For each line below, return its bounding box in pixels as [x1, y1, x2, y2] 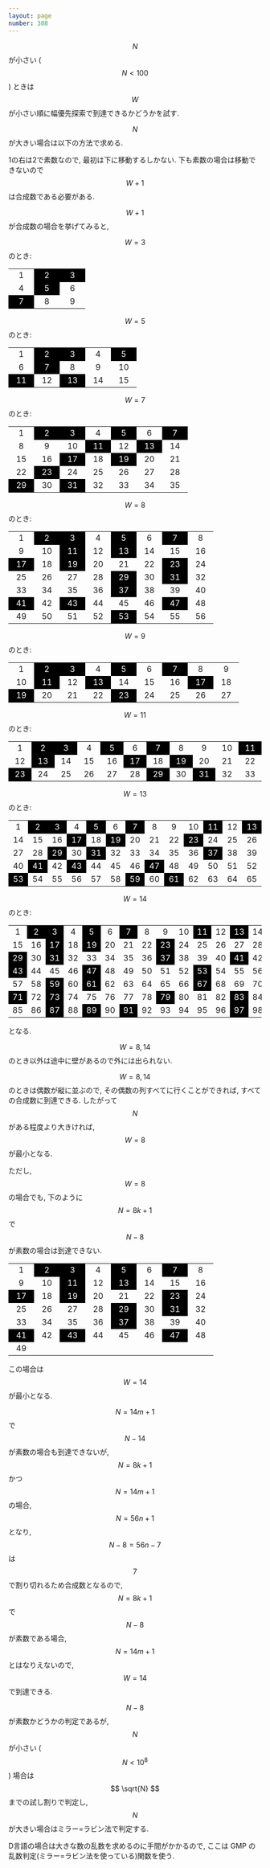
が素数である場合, [8, 1633, 67, 1643]
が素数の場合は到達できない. [8, 1245, 103, 1255]
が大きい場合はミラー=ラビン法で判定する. [8, 1824, 149, 1833]
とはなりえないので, [8, 1660, 75, 1669]
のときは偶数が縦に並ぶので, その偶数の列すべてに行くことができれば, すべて [8, 1085, 261, 1095]
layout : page [8, 11, 52, 20]
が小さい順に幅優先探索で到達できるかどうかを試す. [8, 108, 179, 117]
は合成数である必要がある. [8, 191, 95, 201]
